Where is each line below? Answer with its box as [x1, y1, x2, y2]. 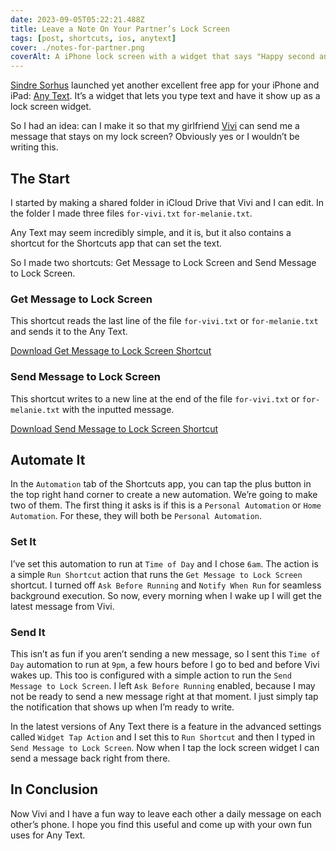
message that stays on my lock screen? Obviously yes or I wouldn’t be [10, 131, 300, 143]
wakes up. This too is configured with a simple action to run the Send [10, 669, 292, 681]
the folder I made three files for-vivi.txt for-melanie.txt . [10, 207, 253, 219]
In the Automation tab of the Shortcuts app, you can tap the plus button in [10, 478, 312, 490]
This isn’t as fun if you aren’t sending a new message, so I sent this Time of [10, 647, 321, 660]
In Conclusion [10, 781, 98, 798]
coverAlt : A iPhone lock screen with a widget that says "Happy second [10, 52, 315, 62]
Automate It [10, 451, 86, 468]
